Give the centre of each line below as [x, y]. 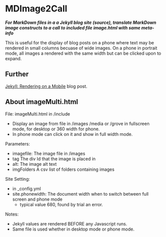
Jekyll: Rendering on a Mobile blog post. [46, 86]
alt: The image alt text [34, 164]
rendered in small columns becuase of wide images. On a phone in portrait [81, 48]
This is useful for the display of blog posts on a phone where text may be [80, 42]
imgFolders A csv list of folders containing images [63, 169]
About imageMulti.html [42, 102]
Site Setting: [18, 179]
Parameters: [18, 144]
